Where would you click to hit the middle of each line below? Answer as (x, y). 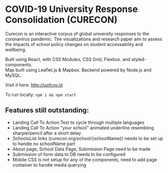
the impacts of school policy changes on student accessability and (74, 44)
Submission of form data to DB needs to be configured (69, 154)
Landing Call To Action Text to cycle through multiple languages (78, 122)
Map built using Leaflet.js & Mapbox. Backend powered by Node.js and (78, 70)
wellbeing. (16, 49)
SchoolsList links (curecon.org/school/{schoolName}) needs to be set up (88, 138)
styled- (139, 59)
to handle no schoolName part (44, 143)
